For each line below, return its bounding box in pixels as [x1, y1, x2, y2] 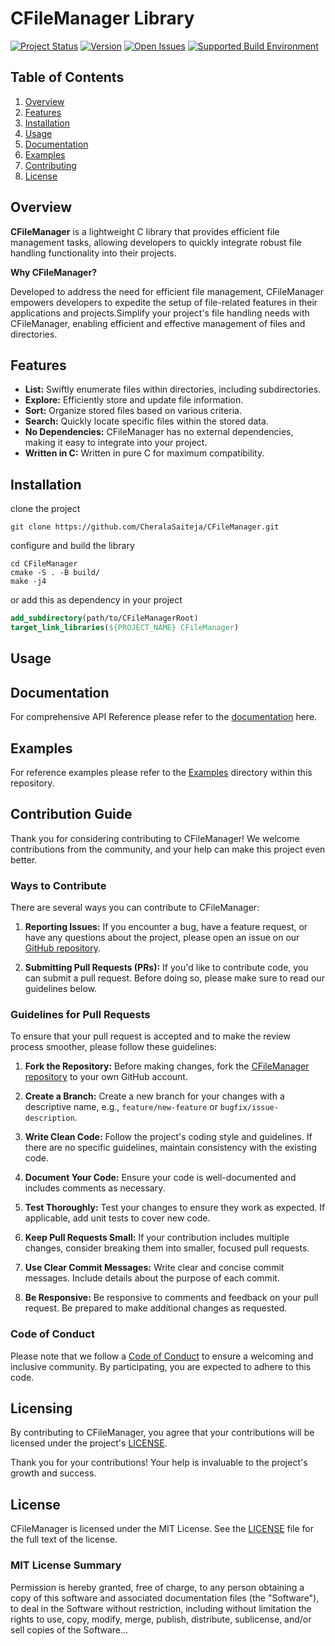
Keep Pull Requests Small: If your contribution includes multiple [24, 1232, 290, 1244]
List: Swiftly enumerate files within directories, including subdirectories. [24, 383, 322, 396]
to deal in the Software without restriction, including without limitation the [10, 1602, 312, 1614]
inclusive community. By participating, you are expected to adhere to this [10, 1360, 312, 1372]
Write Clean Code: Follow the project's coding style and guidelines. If [24, 1131, 313, 1143]
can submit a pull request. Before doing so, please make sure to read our [24, 972, 325, 984]
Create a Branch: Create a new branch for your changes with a [24, 1090, 285, 1102]
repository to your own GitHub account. [24, 1071, 188, 1083]
